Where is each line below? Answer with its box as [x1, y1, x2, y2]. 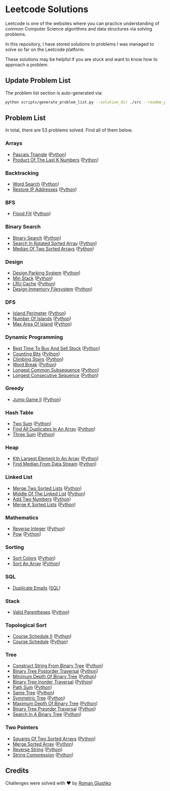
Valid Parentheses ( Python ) [12, 609, 70, 615]
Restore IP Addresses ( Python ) [12, 186, 77, 192]
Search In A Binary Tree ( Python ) [12, 711, 82, 717]
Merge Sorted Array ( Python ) [12, 741, 73, 747]
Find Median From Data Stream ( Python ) [12, 461, 97, 467]
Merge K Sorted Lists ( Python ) [12, 501, 76, 507]
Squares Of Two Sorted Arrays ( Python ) [12, 735, 96, 742]
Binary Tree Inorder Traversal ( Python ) [12, 679, 93, 685]
